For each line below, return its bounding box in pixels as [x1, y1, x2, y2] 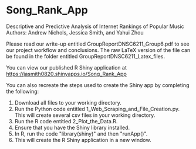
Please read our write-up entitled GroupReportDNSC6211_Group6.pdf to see [6, 40, 190, 47]
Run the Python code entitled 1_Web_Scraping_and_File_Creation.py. [14, 105, 180, 112]
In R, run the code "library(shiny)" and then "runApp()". [14, 130, 148, 137]
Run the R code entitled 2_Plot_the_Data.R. [14, 117, 118, 124]
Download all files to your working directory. [14, 99, 122, 106]
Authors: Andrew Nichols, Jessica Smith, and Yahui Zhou [6, 29, 144, 36]
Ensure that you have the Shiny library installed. [14, 124, 130, 131]
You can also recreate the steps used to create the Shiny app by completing [6, 81, 190, 88]
